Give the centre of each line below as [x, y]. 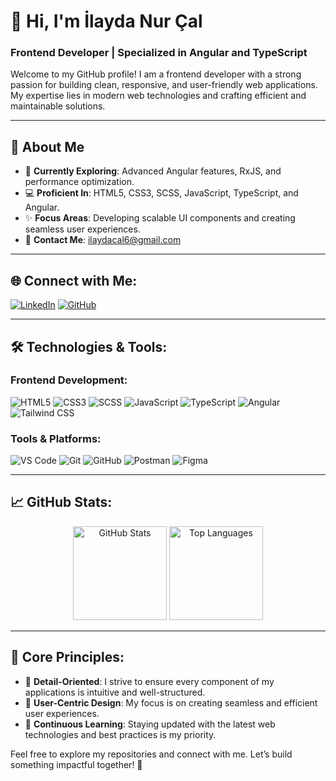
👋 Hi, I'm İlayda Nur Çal [106, 21]
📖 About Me [47, 146]
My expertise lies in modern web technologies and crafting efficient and [158, 96]
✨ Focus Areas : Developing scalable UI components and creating [160, 218]
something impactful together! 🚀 [76, 764]
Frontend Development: [69, 380]
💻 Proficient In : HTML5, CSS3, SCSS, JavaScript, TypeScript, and [161, 193]
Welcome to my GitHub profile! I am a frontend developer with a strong [156, 74]
